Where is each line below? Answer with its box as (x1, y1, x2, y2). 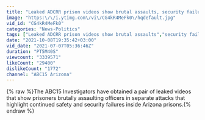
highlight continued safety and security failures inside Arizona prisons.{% (6, 101, 191, 108)
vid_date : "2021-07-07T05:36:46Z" (6, 43, 95, 49)
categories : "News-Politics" (6, 26, 81, 32)
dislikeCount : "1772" (6, 65, 62, 72)
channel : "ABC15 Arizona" (6, 71, 72, 77)
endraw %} (6, 107, 35, 115)
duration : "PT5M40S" (6, 49, 59, 55)
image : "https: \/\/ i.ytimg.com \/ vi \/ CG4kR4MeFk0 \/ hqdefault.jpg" (6, 15, 176, 21)
